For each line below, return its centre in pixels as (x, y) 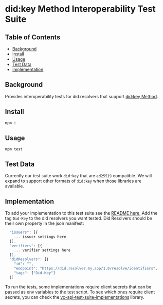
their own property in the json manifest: (45, 223)
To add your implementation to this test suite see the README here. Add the (81, 213)
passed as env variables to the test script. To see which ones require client (80, 292)
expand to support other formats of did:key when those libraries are (73, 181)
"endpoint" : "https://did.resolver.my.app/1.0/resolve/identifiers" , (86, 268)
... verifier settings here (42, 250)
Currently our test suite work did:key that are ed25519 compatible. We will (79, 176)
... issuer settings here (40, 237)
